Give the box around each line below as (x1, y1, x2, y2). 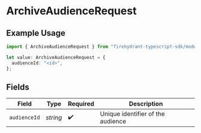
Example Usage (6, 28, 66, 38)
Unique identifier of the (99, 110, 165, 118)
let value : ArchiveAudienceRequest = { (6, 54, 106, 60)
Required (68, 100, 95, 108)
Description (129, 100, 163, 108)
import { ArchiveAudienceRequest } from (6, 44, 109, 50)
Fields (6, 82, 30, 92)
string (45, 113, 62, 122)
